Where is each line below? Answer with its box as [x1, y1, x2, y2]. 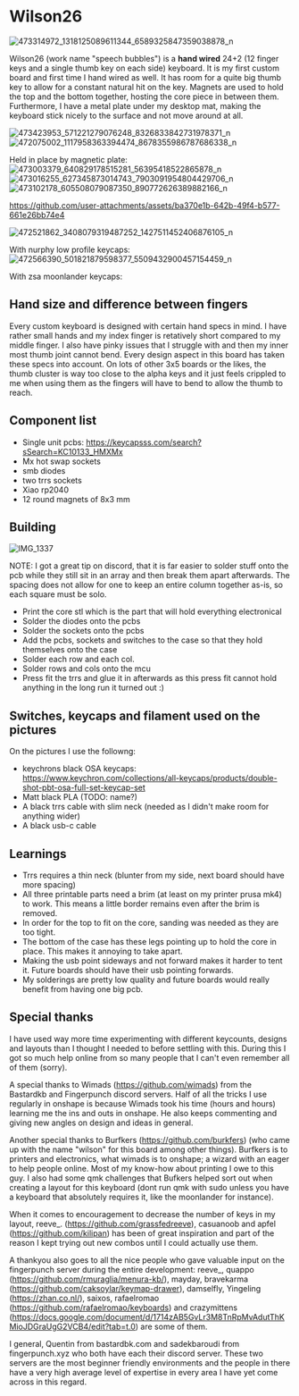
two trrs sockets [21, 475, 82, 485]
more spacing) [21, 879, 76, 890]
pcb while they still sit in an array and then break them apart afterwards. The [9, 570, 290, 581]
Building [9, 519, 56, 534]
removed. [21, 908, 58, 918]
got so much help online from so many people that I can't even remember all [9, 1052, 290, 1063]
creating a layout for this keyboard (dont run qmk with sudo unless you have [9, 1182, 290, 1192]
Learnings [9, 846, 67, 862]
